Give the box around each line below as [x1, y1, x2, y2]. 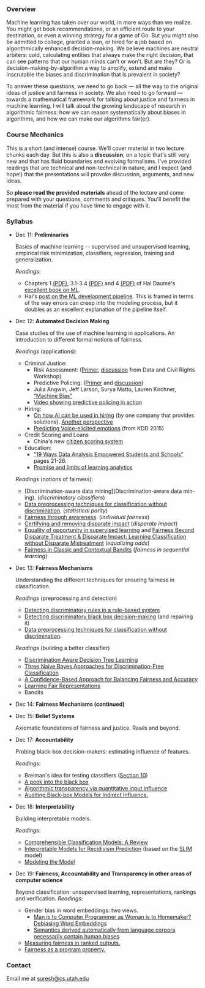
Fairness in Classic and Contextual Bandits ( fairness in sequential [24, 545, 190, 553]
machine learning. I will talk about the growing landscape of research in [6, 102, 187, 110]
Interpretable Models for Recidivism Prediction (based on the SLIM [24, 845, 193, 852]
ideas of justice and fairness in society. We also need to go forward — [6, 89, 183, 97]
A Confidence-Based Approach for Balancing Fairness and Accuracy [24, 675, 198, 683]
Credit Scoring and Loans [24, 431, 89, 438]
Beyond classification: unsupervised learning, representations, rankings [15, 888, 196, 896]
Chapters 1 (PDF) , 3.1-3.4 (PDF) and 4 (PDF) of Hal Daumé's [24, 279, 176, 286]
